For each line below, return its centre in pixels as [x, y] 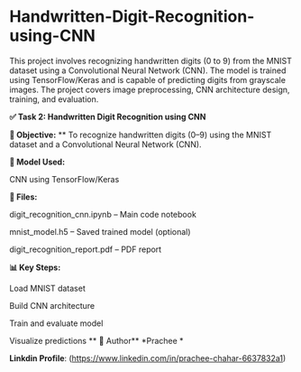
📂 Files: [23, 197]
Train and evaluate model [56, 323]
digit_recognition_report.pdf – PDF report [86, 249]
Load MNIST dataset [47, 288]
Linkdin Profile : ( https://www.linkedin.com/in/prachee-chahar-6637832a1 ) [148, 358]
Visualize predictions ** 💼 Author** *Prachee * [96, 340]
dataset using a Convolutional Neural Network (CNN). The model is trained [148, 70]
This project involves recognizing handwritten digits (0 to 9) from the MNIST [151, 60]
